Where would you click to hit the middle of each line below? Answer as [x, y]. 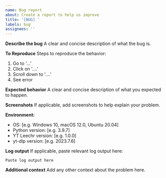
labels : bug [18, 24]
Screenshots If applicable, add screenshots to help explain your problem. [83, 105]
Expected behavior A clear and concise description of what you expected [83, 90]
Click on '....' [26, 69]
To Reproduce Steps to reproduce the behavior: [56, 54]
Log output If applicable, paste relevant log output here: [64, 151]
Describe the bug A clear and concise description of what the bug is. [78, 43]
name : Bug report [24, 10]
